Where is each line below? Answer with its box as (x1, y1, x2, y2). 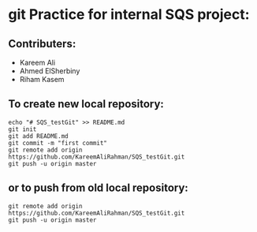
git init (8, 125, 37, 133)
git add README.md (8, 132, 69, 140)
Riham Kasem (19, 75, 65, 84)
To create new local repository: (8, 97, 164, 111)
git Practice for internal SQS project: (8, 6, 250, 24)
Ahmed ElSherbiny (19, 66, 80, 76)
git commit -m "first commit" (8, 139, 108, 147)
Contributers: (8, 37, 76, 51)
